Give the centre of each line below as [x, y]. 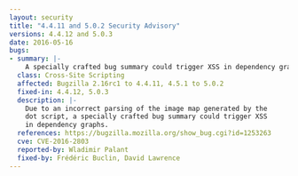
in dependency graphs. [67, 125]
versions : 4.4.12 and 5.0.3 [61, 34]
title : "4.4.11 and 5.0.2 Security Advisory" [94, 26]
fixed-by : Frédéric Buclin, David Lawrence [98, 158]
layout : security [41, 17]
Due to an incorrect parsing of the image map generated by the [146, 108]
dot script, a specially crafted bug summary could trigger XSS [146, 116]
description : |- [47, 100]
